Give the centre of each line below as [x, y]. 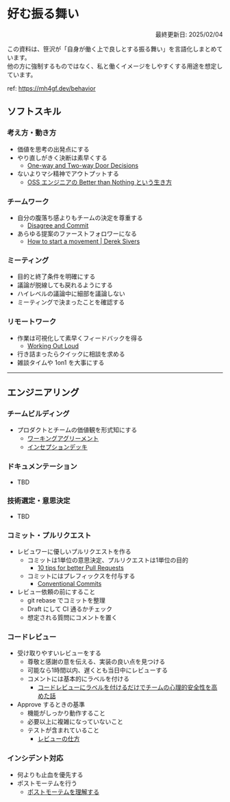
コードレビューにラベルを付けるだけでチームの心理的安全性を [124, 688]
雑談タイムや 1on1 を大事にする [61, 362]
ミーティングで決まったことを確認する [71, 302]
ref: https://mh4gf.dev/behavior [51, 88]
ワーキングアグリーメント [63, 439]
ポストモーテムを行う [47, 783]
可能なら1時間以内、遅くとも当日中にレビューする [98, 670]
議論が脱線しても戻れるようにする [65, 285]
